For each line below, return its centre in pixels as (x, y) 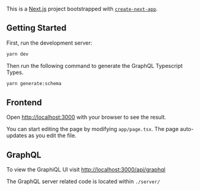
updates (17, 136)
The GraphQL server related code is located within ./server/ (83, 182)
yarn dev (17, 54)
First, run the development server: (49, 43)
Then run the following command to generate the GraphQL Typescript (94, 66)
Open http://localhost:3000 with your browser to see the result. (87, 117)
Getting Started (37, 28)
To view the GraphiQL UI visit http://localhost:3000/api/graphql (86, 170)
